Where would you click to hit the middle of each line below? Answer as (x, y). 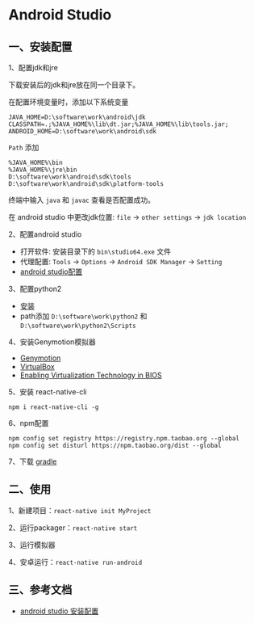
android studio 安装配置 (59, 611)
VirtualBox (37, 366)
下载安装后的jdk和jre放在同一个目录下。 (74, 85)
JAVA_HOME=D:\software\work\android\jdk (77, 117)
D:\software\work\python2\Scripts (78, 326)
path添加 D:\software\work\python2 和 (83, 316)
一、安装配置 (40, 46)
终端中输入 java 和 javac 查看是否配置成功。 (82, 200)
